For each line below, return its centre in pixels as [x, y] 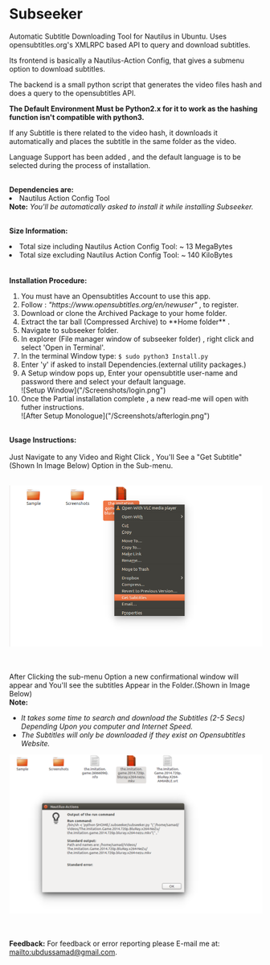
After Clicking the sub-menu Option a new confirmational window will [124, 677]
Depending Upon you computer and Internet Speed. [107, 727]
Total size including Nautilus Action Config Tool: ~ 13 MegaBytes [126, 246]
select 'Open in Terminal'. [63, 347]
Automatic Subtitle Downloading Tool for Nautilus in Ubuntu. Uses [118, 36]
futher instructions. [52, 407]
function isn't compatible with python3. [77, 117]
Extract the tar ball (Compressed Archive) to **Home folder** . [125, 322]
